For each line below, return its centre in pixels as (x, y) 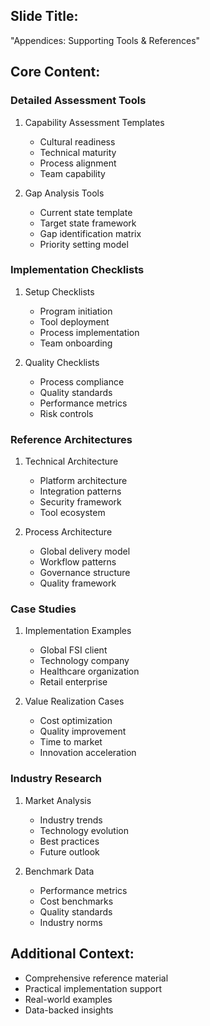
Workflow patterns (78, 562)
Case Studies (43, 609)
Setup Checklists (59, 291)
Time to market (71, 742)
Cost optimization (76, 721)
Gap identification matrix (90, 233)
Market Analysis (58, 800)
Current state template (86, 212)
